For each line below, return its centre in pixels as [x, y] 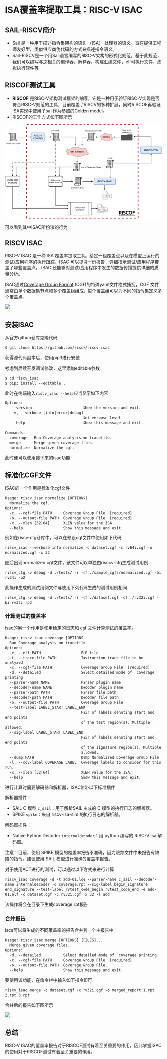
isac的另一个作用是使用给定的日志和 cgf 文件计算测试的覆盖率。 [71, 628]
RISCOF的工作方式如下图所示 [42, 117]
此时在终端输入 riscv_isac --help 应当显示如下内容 [57, 393]
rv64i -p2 [15, 578]
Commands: [15, 433]
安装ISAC [19, 325]
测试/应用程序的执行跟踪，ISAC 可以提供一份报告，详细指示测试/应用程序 [80, 262]
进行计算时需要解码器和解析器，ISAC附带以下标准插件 [60, 787]
